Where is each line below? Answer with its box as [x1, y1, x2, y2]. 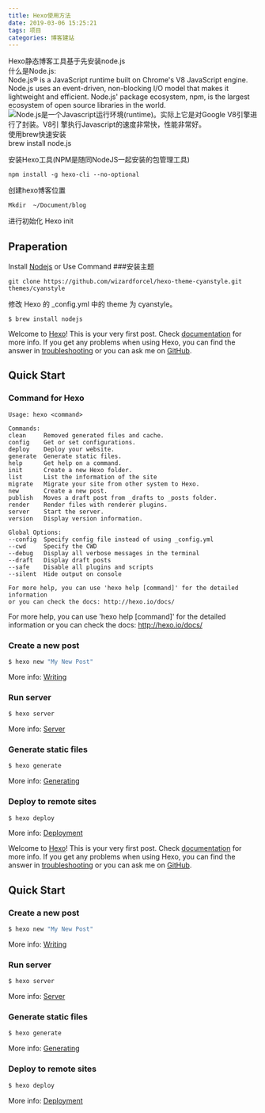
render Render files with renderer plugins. [8, 501, 168, 509]
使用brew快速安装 [8, 130, 66, 139]
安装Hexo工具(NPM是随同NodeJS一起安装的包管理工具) [8, 155, 190, 165]
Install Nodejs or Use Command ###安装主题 [8, 262, 154, 272]
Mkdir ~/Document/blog [8, 201, 87, 210]
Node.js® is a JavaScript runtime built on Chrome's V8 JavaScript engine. [8, 75, 248, 85]
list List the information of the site [8, 473, 157, 481]
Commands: [8, 425, 41, 433]
